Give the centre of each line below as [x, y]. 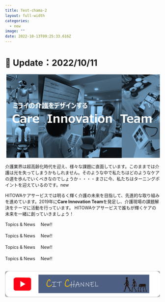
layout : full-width [25, 16]
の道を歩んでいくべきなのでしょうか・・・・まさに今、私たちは [69, 179]
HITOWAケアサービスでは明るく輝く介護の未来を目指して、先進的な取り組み [82, 196]
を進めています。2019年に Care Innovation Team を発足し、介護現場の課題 [80, 201]
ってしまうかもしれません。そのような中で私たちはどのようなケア [93, 173]
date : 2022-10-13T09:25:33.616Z [38, 36]
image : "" [15, 31]
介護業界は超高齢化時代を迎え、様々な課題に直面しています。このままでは [80, 167]
